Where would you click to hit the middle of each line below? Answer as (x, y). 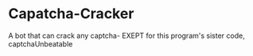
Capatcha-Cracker (71, 14)
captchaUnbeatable (41, 43)
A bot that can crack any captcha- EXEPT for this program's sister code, (127, 35)
